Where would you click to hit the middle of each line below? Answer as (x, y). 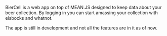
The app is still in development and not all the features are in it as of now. (81, 28)
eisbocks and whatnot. (29, 18)
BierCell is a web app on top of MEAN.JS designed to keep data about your (83, 7)
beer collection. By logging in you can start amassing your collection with (82, 13)
